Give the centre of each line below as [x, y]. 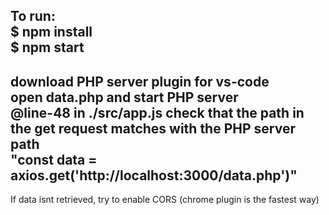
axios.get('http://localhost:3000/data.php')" [154, 175]
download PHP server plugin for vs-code [140, 81]
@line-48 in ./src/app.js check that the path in [157, 112]
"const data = [54, 159]
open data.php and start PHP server [124, 97]
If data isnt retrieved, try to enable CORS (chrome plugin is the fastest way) [165, 200]
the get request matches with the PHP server [153, 128]
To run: [33, 16]
